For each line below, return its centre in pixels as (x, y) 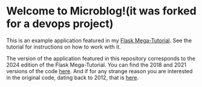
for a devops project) (60, 24)
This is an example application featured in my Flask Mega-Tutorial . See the (99, 40)
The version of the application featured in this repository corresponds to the (101, 58)
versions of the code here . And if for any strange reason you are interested (99, 71)
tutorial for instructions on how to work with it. (64, 47)
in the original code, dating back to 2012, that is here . (73, 77)
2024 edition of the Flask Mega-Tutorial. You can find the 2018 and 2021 (96, 65)
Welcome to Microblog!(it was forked (101, 11)
